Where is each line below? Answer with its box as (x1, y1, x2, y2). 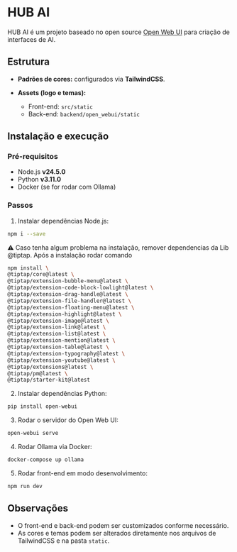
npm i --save (7, 230, 46, 238)
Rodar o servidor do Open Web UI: (17, 416, 118, 424)
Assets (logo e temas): (17, 88, 87, 96)
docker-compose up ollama (7, 456, 84, 463)
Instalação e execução (7, 131, 109, 143)
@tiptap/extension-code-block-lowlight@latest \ (7, 285, 154, 292)
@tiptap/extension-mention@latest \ (7, 337, 116, 344)
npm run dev (7, 482, 43, 490)
